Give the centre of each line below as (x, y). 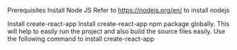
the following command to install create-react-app (81, 39)
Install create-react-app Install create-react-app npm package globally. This (118, 24)
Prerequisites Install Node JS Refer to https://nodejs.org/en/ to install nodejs (118, 10)
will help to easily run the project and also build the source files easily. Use (116, 31)
